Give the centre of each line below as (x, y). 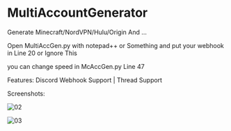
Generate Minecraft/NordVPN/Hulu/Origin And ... (77, 32)
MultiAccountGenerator (78, 13)
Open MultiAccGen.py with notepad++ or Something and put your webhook (115, 45)
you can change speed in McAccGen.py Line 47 (76, 66)
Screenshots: (26, 93)
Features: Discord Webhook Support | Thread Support (85, 80)
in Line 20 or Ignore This (42, 53)
